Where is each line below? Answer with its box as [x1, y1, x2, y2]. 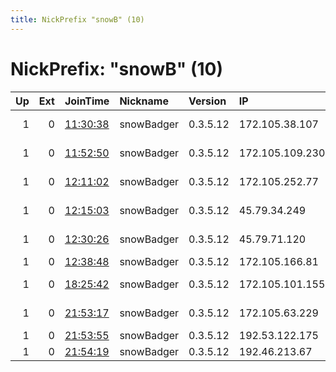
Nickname [119, 94, 169, 108]
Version [188, 94, 227, 108]
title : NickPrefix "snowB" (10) [10, 14, 145, 25]
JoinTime [64, 94, 110, 108]
